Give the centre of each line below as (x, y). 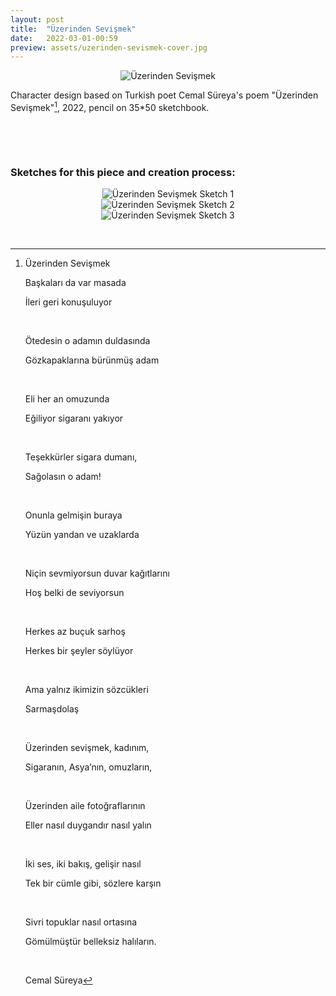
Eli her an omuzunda (67, 399)
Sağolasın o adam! (63, 477)
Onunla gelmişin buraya (73, 515)
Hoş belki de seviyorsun (74, 593)
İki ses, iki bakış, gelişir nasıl (83, 864)
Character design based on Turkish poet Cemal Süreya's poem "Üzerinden (164, 95)
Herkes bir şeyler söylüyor (79, 651)
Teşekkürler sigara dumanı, (81, 457)
